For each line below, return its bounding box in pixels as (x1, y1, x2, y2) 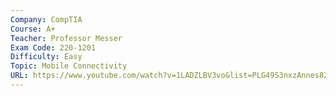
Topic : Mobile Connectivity (10, 61, 128, 71)
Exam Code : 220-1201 (10, 42, 97, 53)
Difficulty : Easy (10, 52, 83, 62)
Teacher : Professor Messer (10, 33, 123, 43)
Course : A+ (10, 24, 56, 34)
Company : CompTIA (10, 14, 83, 25)
